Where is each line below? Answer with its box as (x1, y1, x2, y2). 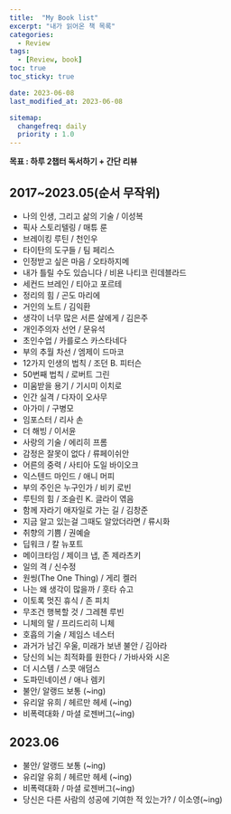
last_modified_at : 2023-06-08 (9, 97, 124, 106)
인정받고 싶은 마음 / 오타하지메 (22, 255, 130, 267)
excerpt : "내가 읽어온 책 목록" (9, 22, 115, 31)
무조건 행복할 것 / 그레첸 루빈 (22, 606, 125, 617)
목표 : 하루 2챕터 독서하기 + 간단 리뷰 (9, 156, 138, 167)
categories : (9, 30, 54, 39)
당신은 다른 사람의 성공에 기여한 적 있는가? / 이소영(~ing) (22, 793, 223, 805)
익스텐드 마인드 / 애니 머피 (22, 470, 115, 481)
